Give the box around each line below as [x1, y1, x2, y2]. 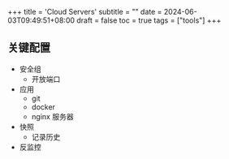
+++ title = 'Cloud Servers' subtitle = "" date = [7, 7, 162, 16]
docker [31, 101, 56, 112]
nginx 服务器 [31, 111, 74, 121]
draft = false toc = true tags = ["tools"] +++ [76, 15, 222, 25]
